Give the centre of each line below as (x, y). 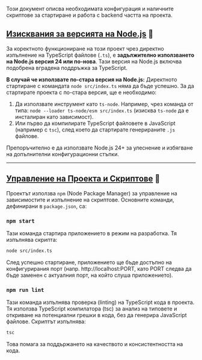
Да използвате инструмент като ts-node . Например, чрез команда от (104, 104)
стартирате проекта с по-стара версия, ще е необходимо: (81, 92)
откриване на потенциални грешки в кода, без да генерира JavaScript (97, 315)
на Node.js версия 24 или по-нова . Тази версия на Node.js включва (94, 61)
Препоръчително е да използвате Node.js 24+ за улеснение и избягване (100, 148)
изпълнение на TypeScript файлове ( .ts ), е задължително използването (100, 55)
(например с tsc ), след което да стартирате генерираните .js (95, 130)
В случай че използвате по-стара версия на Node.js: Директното (92, 79)
